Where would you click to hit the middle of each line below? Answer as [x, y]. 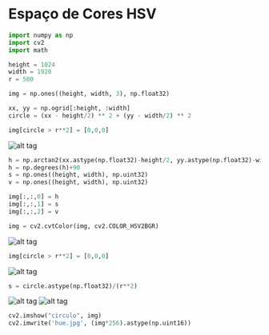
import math [28, 50]
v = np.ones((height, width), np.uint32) [78, 182]
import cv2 [26, 42]
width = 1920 [30, 72]
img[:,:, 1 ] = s [34, 205]
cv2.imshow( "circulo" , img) [55, 316]
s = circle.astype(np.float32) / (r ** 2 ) [73, 286]
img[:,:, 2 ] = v [34, 211]
